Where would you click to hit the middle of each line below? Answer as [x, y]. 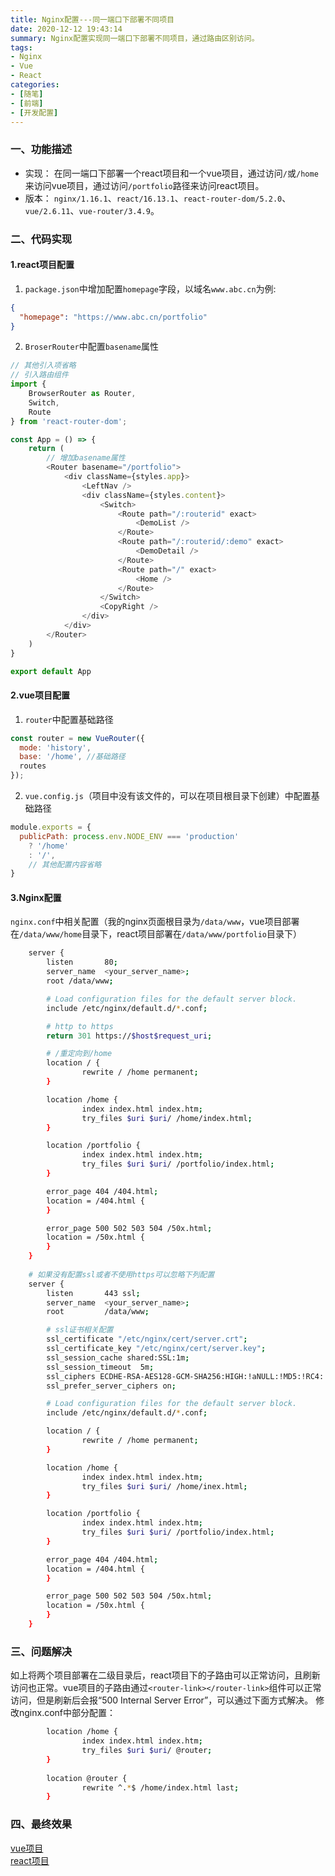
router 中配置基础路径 [69, 719]
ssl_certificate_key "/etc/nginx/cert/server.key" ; [156, 1349]
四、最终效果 [41, 1824]
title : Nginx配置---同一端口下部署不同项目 [92, 19]
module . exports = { [51, 827]
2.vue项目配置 [40, 695]
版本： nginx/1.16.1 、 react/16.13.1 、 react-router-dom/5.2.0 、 [158, 198]
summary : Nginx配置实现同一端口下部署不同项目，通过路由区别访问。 [135, 38]
